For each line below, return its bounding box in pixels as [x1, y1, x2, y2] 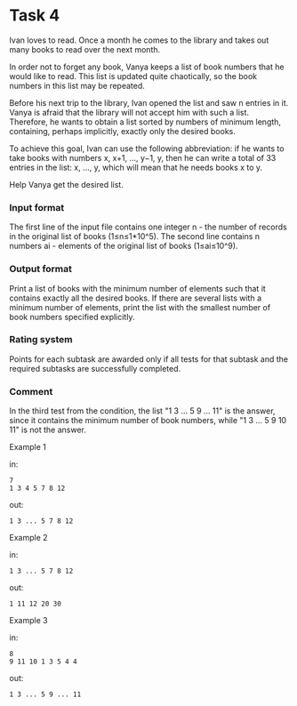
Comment [9, 385, 53, 397]
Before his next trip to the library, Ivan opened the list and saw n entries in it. [9, 97, 289, 108]
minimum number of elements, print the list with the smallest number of [9, 301, 271, 312]
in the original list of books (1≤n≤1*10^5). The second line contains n [9, 231, 261, 242]
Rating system [9, 333, 73, 346]
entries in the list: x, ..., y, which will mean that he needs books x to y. [9, 162, 263, 172]
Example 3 [9, 615, 48, 626]
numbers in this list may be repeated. [9, 80, 145, 91]
